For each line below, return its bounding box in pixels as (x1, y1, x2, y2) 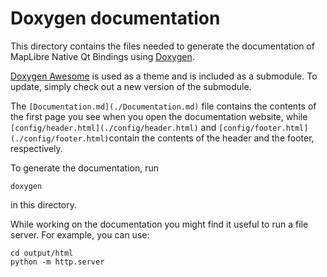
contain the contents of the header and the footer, (108, 132, 315, 144)
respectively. (10, 142, 63, 154)
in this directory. (10, 198, 77, 211)
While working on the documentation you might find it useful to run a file (10, 218, 309, 230)
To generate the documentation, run (10, 162, 159, 174)
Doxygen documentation (10, 7, 221, 30)
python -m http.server (10, 257, 105, 267)
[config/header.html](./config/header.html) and (10, 121, 217, 133)
